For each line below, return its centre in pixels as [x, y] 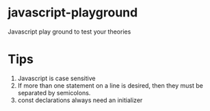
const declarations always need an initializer [80, 100]
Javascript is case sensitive [56, 78]
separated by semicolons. [54, 92]
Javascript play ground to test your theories [69, 32]
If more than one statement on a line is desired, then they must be [110, 85]
